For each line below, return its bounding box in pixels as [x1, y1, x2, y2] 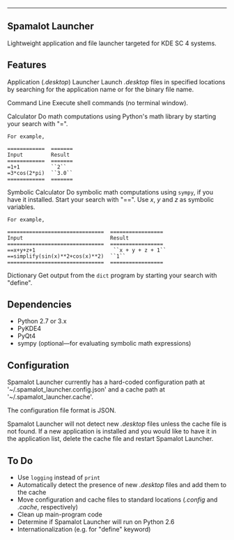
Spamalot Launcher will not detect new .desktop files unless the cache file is [7, 419, 227, 429]
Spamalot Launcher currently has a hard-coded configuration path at [7, 378, 205, 387]
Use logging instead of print [17, 473, 101, 481]
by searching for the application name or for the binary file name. [7, 85, 194, 93]
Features [7, 59, 47, 71]
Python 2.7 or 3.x [17, 317, 68, 325]
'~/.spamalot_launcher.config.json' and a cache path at [7, 385, 166, 394]
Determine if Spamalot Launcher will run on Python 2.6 [17, 518, 175, 526]
